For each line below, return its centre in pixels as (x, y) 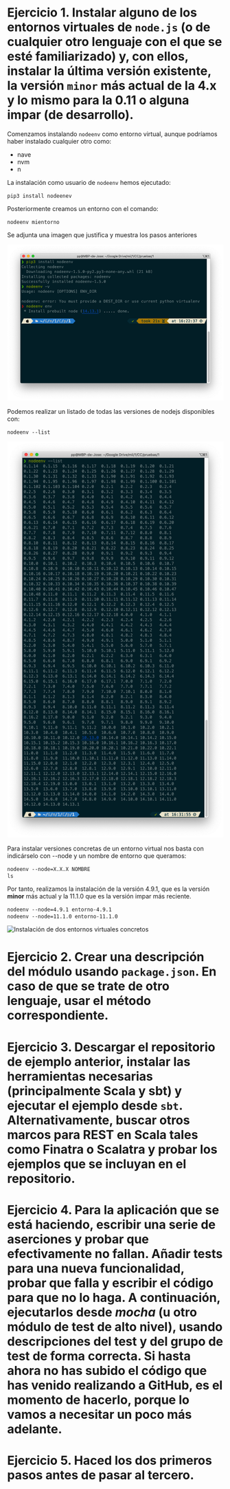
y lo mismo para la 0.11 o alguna (98, 100)
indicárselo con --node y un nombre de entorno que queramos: (97, 856)
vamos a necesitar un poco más (100, 1414)
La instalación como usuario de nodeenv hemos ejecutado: (89, 182)
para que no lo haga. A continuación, (114, 1298)
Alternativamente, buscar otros (99, 1120)
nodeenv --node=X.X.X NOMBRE (49, 870)
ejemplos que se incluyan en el (97, 1164)
